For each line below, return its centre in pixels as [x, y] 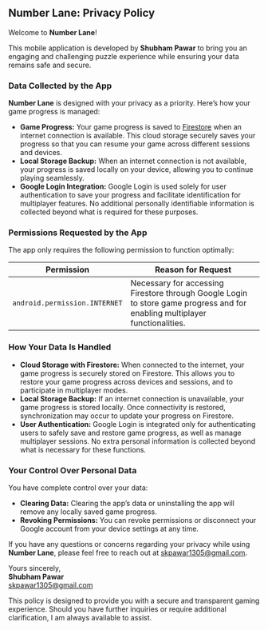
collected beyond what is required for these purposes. [109, 212]
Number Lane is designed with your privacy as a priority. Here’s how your [130, 103]
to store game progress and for [189, 303]
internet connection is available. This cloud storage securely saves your [138, 136]
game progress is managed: [54, 112]
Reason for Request [193, 269]
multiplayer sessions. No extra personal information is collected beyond [138, 441]
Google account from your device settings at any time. [109, 528]
